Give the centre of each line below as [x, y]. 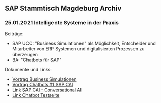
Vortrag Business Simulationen [44, 79]
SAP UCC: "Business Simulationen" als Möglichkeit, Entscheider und [84, 43]
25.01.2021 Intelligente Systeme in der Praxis [62, 23]
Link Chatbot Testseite [36, 95]
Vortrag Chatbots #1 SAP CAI [43, 84]
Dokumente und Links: [28, 69]
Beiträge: [14, 34]
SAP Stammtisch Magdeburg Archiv [63, 8]
